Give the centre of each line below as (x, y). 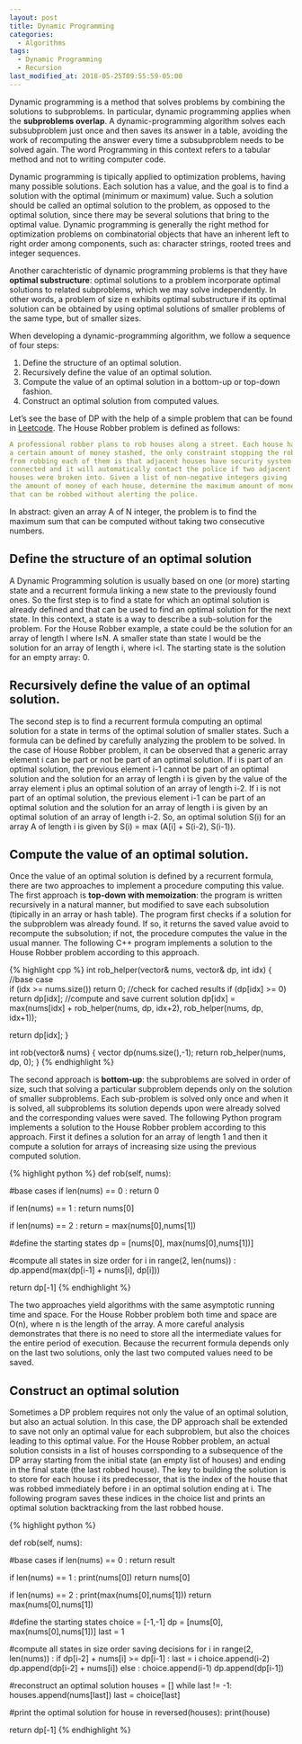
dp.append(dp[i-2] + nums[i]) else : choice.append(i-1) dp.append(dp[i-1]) (147, 1668)
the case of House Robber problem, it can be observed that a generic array (148, 750)
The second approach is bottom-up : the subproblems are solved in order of (150, 1079)
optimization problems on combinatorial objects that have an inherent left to (149, 234)
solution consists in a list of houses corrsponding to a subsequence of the (146, 1451)
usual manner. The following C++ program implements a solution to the (141, 943)
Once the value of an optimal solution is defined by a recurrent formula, (142, 876)
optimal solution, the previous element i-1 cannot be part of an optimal (139, 769)
